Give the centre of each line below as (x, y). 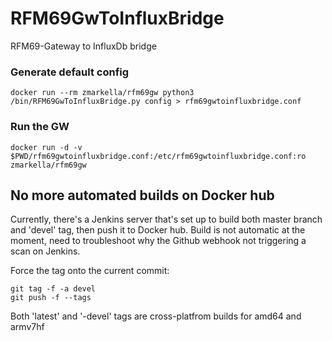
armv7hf (27, 327)
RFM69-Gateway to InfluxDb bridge (83, 46)
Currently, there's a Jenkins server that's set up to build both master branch (166, 219)
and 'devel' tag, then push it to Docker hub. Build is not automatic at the (158, 230)
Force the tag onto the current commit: (90, 271)
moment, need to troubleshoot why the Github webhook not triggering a (158, 241)
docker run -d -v (46, 147)
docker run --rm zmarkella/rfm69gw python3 (102, 93)
